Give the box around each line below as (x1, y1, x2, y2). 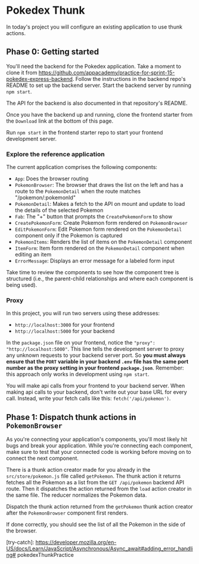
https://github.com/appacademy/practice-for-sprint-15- (38, 69, 175, 76)
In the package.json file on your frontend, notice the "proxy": (6, 339, 156, 346)
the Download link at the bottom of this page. (6, 117, 114, 124)
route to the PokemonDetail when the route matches (14, 188, 141, 195)
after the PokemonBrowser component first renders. (6, 509, 129, 516)
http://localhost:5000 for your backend (14, 328, 115, 335)
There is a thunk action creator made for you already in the (6, 466, 151, 474)
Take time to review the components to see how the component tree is (6, 269, 179, 276)
